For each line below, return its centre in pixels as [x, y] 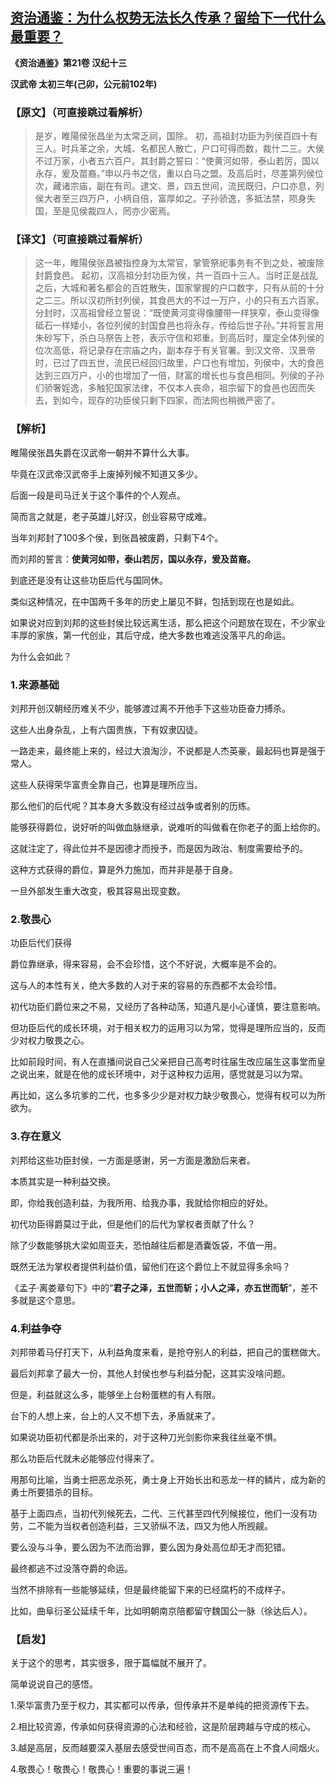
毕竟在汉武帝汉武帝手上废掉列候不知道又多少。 [106, 474]
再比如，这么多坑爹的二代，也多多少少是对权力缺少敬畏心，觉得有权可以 [159, 1095]
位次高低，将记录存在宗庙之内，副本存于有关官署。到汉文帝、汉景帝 [175, 350]
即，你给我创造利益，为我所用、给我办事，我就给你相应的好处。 [141, 1202]
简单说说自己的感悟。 [54, 1684]
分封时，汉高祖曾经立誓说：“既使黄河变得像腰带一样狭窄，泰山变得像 [177, 313]
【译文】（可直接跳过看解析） [79, 240]
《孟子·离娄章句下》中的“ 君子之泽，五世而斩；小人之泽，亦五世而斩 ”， [156, 1287]
